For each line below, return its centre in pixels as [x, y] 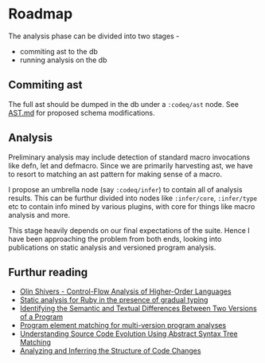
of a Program [41, 317]
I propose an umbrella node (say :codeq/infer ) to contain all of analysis [125, 189]
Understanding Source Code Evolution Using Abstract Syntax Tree [129, 334]
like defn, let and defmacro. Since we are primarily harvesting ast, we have [131, 165]
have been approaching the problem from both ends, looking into [115, 239]
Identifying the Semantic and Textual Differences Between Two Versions [138, 309]
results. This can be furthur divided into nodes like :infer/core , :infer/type [132, 198]
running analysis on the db [63, 60]
